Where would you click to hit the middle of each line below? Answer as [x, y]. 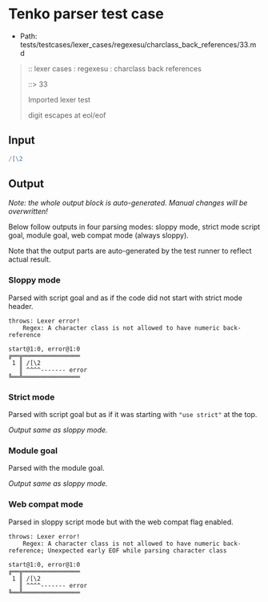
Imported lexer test [59, 99]
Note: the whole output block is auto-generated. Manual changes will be [128, 203]
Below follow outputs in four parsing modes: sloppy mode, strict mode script [134, 227]
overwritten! [28, 211]
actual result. [30, 259]
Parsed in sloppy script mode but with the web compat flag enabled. [121, 522]
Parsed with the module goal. [57, 468]
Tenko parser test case [86, 14]
